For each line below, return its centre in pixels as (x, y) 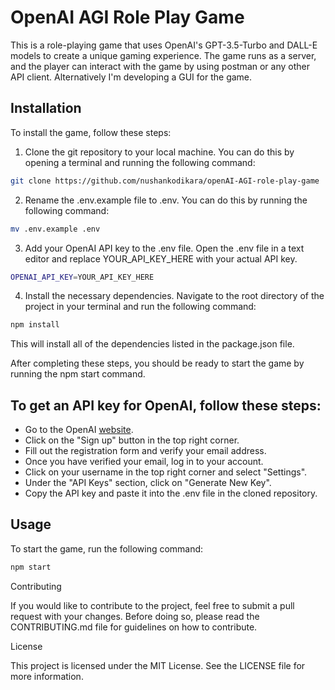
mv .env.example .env (55, 229)
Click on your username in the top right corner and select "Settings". (166, 472)
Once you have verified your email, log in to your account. (144, 462)
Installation (46, 108)
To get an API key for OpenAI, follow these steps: (166, 405)
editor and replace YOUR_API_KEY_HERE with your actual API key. (161, 258)
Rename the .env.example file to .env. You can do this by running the (166, 200)
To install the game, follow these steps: (91, 132)
